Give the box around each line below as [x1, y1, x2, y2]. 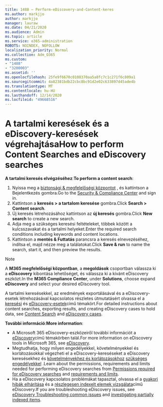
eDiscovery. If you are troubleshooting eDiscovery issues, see [12, 387, 135, 392]
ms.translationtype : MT [5, 83, 53, 89]
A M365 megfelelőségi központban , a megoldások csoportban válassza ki [5, 265, 156, 272]
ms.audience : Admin [5, 30, 45, 34]
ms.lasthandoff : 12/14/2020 [5, 93, 62, 98]
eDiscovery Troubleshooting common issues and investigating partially [12, 391, 154, 398]
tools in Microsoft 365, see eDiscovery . [12, 340, 91, 346]
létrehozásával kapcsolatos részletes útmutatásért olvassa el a [19, 295, 145, 301]
